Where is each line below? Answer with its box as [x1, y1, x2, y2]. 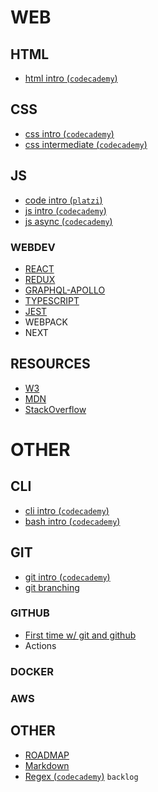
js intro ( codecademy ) [24, 204, 107, 216]
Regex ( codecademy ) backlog [24, 770, 139, 782]
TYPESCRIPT [24, 294, 80, 306]
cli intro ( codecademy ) [24, 504, 110, 516]
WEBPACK [24, 316, 68, 328]
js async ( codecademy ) [24, 215, 113, 227]
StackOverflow [24, 403, 87, 415]
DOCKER [10, 664, 54, 678]
